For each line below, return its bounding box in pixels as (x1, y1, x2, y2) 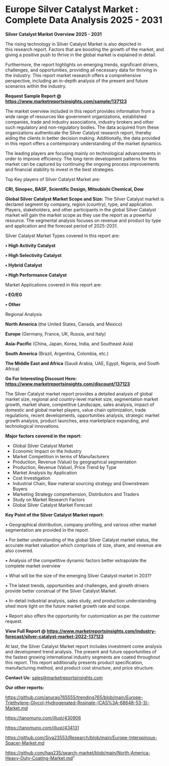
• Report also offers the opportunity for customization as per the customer (5, 612, 160, 619)
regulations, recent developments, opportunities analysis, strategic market (5, 412, 160, 418)
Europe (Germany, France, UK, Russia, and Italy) (5, 331, 106, 337)
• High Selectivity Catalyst (5, 252, 62, 258)
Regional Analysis (5, 311, 42, 317)
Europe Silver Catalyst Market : (5, 4, 139, 15)
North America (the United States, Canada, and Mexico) (5, 321, 123, 327)
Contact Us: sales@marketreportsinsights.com (5, 674, 103, 680)
